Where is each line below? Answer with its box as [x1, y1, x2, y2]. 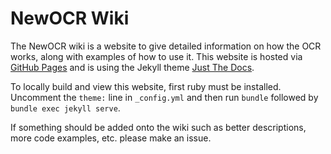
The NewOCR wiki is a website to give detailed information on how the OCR [10, 40, 322, 52]
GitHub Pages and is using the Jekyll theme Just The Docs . [10, 61, 255, 73]
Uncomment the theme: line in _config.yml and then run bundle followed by [10, 91, 319, 103]
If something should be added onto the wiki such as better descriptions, [10, 121, 307, 133]
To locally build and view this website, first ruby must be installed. [10, 80, 282, 92]
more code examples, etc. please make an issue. [10, 132, 212, 144]
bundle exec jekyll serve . [10, 102, 121, 114]
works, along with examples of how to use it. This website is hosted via [10, 50, 303, 62]
